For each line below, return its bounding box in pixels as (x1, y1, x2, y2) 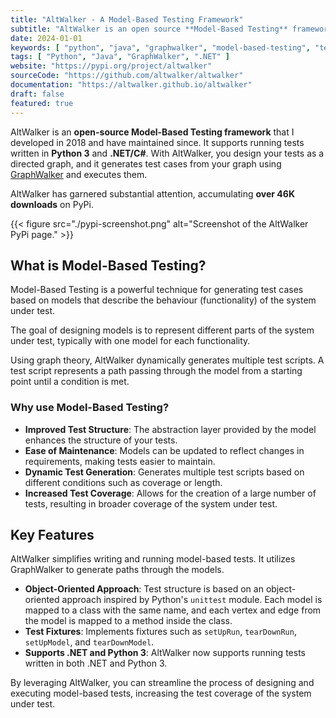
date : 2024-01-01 (10, 33, 83, 43)
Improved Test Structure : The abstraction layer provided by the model (24, 423, 317, 435)
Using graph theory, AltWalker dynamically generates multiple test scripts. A (10, 354, 325, 366)
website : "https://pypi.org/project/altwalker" (10, 61, 213, 71)
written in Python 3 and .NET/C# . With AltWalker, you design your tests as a (10, 147, 325, 159)
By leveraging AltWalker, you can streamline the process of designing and (10, 677, 315, 689)
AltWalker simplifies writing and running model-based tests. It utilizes (10, 553, 296, 565)
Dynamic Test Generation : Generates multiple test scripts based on (24, 466, 305, 478)
